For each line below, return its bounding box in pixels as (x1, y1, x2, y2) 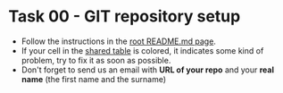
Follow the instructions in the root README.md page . (21, 36, 216, 46)
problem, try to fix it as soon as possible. (21, 55, 171, 65)
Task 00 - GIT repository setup (8, 6, 241, 27)
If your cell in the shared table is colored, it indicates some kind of (21, 45, 264, 55)
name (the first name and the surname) (21, 73, 167, 84)
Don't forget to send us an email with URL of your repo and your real (21, 64, 274, 75)
